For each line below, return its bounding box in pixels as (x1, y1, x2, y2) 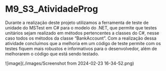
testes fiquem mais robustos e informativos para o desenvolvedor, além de (5, 46, 157, 51)
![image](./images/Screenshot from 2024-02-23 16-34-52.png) (5, 60, 134, 66)
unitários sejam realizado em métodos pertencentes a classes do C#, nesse (5, 30, 160, 36)
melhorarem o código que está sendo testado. (5, 50, 99, 57)
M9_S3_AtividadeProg (5, 3, 98, 15)
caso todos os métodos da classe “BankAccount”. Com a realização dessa (5, 35, 157, 41)
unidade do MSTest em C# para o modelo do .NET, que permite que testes (5, 24, 157, 30)
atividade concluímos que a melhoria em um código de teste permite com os (5, 40, 161, 46)
